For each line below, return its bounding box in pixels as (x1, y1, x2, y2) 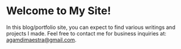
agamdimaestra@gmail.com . (6, 36, 76, 43)
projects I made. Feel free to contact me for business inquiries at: (6, 30, 167, 37)
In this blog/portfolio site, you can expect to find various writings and (6, 24, 176, 31)
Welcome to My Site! (6, 4, 112, 18)
